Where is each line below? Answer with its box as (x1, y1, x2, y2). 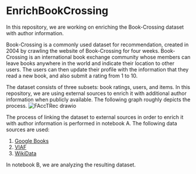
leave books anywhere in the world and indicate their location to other (6, 60, 175, 67)
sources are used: (6, 126, 50, 133)
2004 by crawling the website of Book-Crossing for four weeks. (6, 47, 160, 54)
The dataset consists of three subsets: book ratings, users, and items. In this (6, 83, 190, 90)
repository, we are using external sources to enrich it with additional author (6, 90, 187, 97)
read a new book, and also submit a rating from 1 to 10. (6, 72, 138, 79)
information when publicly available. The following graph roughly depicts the (6, 95, 191, 103)
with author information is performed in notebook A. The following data (6, 120, 177, 127)
